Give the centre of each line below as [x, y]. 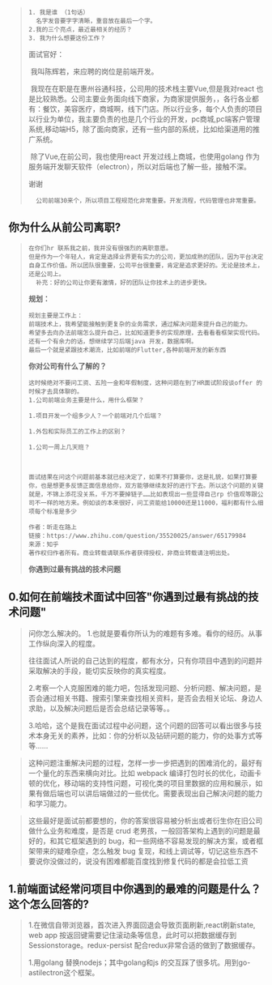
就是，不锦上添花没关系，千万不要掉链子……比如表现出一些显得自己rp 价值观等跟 [142, 494]
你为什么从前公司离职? [65, 227]
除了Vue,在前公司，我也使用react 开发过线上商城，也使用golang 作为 [145, 156]
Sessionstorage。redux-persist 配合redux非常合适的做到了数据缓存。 [144, 945]
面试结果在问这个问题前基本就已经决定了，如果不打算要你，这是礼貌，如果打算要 [142, 477]
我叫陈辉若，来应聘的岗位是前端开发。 [94, 71]
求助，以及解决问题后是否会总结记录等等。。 [101, 708]
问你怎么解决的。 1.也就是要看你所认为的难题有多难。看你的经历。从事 [145, 633]
